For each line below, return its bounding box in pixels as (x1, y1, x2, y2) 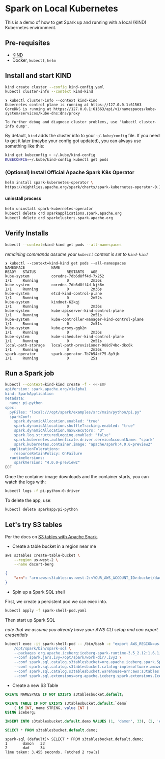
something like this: (5, 143, 45, 149)
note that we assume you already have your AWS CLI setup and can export (5, 626, 158, 632)
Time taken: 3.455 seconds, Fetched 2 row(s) (5, 750, 100, 755)
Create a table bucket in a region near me (12, 543, 97, 549)
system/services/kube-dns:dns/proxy (5, 111, 80, 116)
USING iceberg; (5, 710, 36, 715)
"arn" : (14, 575, 27, 580)
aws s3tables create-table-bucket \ (5, 553, 80, 558)
